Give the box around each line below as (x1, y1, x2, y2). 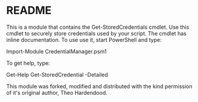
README (6, 4, 52, 17)
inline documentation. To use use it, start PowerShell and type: (6, 36, 162, 43)
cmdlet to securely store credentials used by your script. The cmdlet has (6, 29, 187, 37)
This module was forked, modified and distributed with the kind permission (6, 82, 193, 90)
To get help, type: (6, 59, 50, 67)
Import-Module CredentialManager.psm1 (6, 47, 107, 55)
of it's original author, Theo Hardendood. (6, 89, 107, 96)
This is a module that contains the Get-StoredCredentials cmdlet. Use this (6, 23, 190, 31)
